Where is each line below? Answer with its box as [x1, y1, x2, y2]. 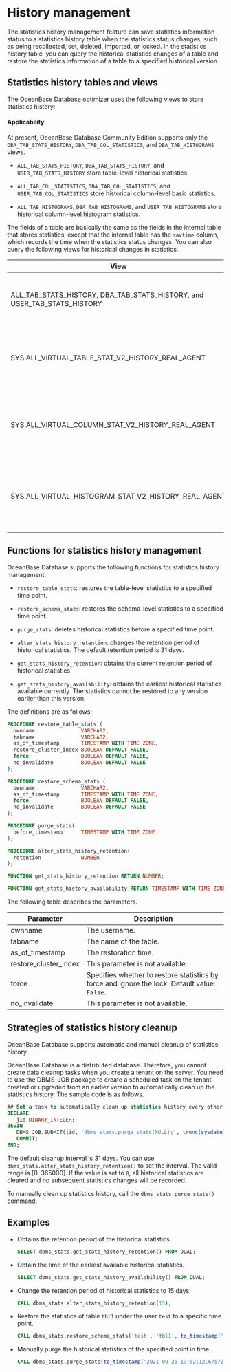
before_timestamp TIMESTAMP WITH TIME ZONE [13, 829, 155, 836]
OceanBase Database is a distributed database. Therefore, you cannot [7, 1060, 207, 1069]
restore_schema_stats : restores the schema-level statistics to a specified [16, 604, 223, 613]
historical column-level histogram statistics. [16, 210, 141, 218]
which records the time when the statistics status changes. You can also [7, 237, 212, 246]
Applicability [7, 118, 45, 127]
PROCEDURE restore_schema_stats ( [7, 778, 107, 785]
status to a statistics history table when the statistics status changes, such [7, 34, 218, 43]
